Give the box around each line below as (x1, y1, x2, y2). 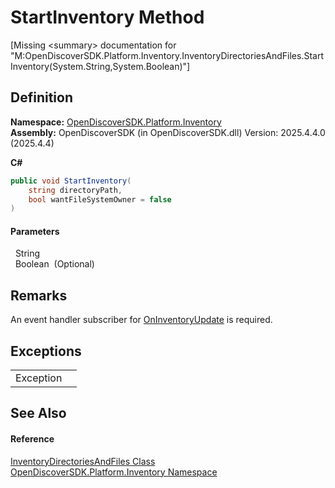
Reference (10, 433, 55, 445)
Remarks (10, 287, 68, 304)
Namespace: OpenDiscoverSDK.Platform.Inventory (10, 116, 222, 128)
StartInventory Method (10, 6, 205, 29)
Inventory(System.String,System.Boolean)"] (10, 60, 191, 72)
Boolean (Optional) (14, 258, 95, 270)
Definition (10, 89, 73, 106)
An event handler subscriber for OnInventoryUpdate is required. (10, 314, 273, 326)
